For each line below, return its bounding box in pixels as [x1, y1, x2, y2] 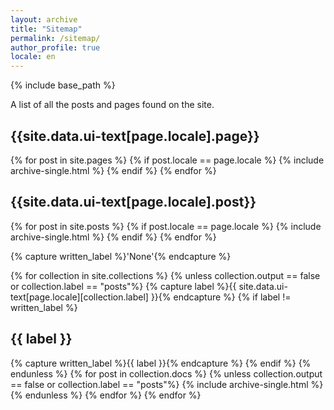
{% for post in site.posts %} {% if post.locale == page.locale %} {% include [10, 220, 322, 232]
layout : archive [10, 14, 78, 25]
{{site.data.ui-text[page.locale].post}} [10, 194, 257, 211]
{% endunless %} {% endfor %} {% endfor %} [10, 389, 202, 401]
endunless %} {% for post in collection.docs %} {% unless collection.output [10, 367, 323, 380]
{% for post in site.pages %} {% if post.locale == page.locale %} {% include [10, 154, 325, 166]
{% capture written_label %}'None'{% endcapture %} [10, 250, 232, 262]
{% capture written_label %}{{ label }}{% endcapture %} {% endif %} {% [10, 357, 312, 369]
